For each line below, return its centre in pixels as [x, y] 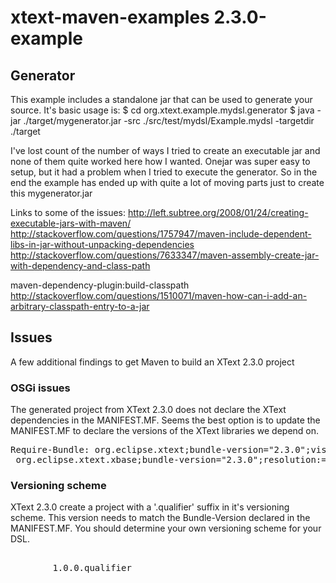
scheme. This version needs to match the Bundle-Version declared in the [160, 518]
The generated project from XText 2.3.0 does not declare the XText [148, 410]
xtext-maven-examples [110, 17]
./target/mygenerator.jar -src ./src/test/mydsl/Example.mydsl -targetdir [169, 120]
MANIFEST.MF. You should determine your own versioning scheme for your [166, 528]
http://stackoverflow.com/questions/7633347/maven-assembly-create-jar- [165, 255]
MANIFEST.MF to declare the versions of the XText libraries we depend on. [165, 431]
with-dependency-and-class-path [80, 265]
